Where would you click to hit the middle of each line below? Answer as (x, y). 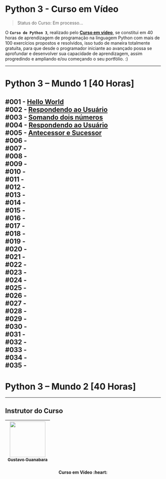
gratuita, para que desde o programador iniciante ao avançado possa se (79, 48)
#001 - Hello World (35, 102)
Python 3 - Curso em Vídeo (62, 9)
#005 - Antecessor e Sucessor (54, 133)
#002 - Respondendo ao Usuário (56, 109)
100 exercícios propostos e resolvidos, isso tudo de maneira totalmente (78, 43)
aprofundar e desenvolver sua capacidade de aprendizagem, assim (74, 54)
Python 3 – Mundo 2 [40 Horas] (71, 387)
